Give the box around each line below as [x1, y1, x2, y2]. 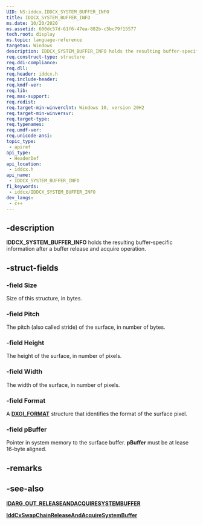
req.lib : [6, 88, 28, 94]
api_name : [6, 172, 31, 179]
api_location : [6, 161, 42, 167]
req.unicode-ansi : [6, 133, 53, 139]
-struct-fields [6, 263, 59, 273]
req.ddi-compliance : [6, 59, 59, 65]
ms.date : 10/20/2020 [6, 20, 59, 26]
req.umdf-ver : [6, 127, 42, 133]
